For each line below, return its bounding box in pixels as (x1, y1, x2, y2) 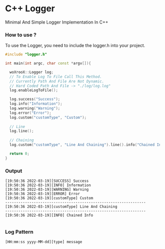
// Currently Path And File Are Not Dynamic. (9, 79, 105, 84)
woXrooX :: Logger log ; (9, 70, 54, 75)
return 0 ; (9, 151, 29, 156)
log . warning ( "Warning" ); (9, 106, 60, 111)
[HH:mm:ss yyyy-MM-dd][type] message (5, 240, 82, 245)
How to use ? (5, 31, 37, 38)
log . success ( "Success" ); (9, 97, 60, 102)
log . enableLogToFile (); (9, 88, 58, 93)
